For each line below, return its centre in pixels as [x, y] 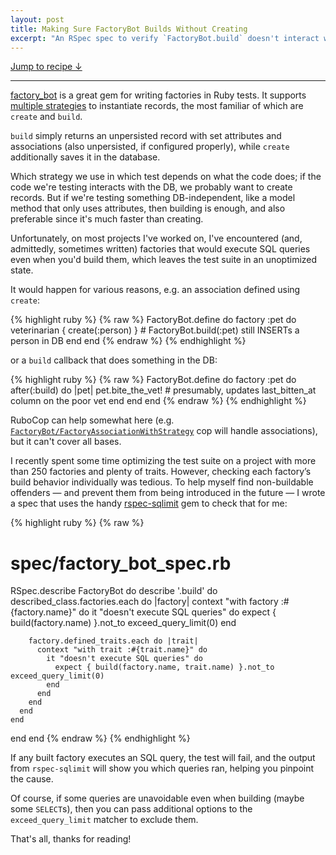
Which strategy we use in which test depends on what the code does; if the [166, 177]
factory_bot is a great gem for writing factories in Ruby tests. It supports [158, 95]
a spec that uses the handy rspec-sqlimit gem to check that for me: [149, 503]
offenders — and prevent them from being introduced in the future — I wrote [168, 493]
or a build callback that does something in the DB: [114, 360]
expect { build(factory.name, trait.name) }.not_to [164, 667]
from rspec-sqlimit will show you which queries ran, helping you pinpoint [162, 768]
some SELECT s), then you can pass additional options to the [131, 809]
